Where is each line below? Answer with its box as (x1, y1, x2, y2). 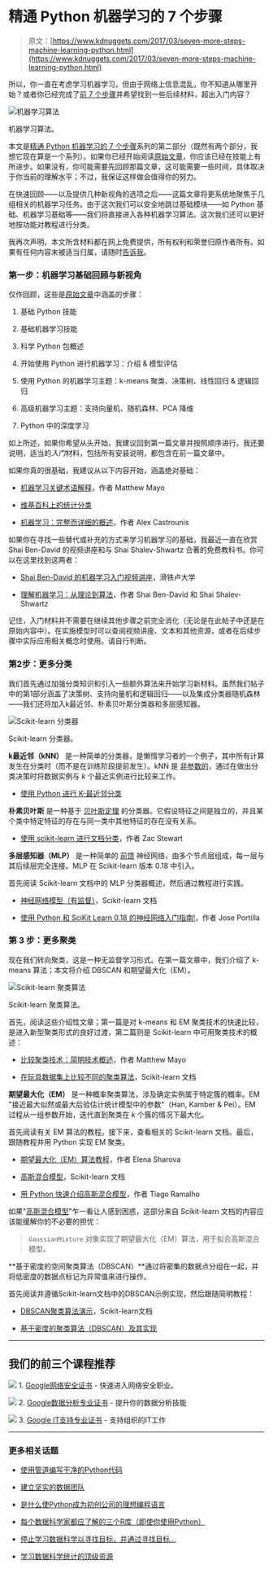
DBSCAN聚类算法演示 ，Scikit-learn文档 (19, 1306, 153, 1316)
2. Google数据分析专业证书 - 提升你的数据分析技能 (18, 1397, 187, 1407)
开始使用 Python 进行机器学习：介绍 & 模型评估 (19, 359, 179, 369)
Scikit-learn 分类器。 (8, 734, 78, 743)
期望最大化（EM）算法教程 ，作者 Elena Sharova (19, 1154, 181, 1164)
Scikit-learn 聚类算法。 (8, 999, 85, 1010)
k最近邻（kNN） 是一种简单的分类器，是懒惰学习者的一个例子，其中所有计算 (8, 751, 265, 760)
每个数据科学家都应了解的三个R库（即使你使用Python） (19, 1516, 206, 1527)
